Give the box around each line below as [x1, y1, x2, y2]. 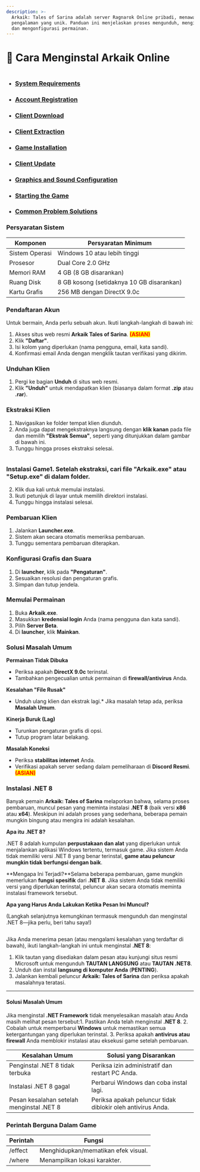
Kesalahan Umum [21, 1051, 73, 1059]
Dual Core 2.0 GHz [57, 258, 110, 267]
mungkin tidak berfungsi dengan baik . [6, 859, 103, 866]
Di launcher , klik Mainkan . [14, 628, 80, 636]
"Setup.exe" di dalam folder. [6, 472, 90, 480]
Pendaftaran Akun [6, 306, 60, 314]
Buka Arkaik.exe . [14, 609, 58, 616]
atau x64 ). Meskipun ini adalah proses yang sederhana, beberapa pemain [6, 810, 187, 818]
